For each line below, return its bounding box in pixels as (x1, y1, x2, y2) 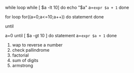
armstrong (12, 63, 33, 68)
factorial (12, 52, 29, 58)
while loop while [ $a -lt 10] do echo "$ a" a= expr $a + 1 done (5, 5, 129, 10)
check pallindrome (12, 47, 50, 53)
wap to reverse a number (12, 42, 63, 48)
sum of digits (12, 58, 38, 63)
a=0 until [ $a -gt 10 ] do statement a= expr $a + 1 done (5, 33, 117, 38)
